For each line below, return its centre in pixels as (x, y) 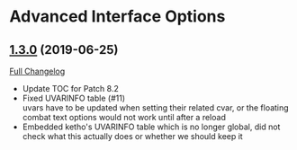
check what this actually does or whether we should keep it (132, 136)
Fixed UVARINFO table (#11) (74, 98)
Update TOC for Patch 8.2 (71, 88)
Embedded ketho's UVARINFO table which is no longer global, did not (151, 127)
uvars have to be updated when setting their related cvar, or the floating (156, 108)
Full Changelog (37, 71)
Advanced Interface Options (117, 17)
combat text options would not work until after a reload (124, 117)
